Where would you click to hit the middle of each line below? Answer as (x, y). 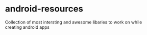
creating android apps (27, 27)
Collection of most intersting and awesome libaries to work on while (73, 22)
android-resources (44, 9)
